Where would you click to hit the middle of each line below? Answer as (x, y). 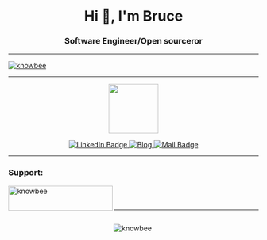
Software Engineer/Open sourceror (133, 41)
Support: (26, 173)
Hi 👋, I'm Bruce (133, 16)
